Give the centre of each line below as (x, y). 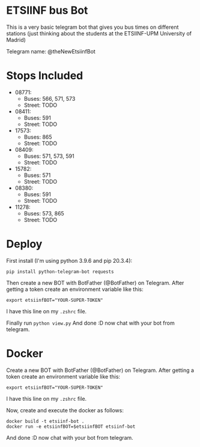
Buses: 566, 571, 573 (50, 98)
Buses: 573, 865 (44, 213)
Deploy (24, 244)
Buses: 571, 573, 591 (49, 156)
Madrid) (16, 40)
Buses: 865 (38, 137)
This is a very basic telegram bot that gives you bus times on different (92, 27)
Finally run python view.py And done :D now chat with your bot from (91, 323)
